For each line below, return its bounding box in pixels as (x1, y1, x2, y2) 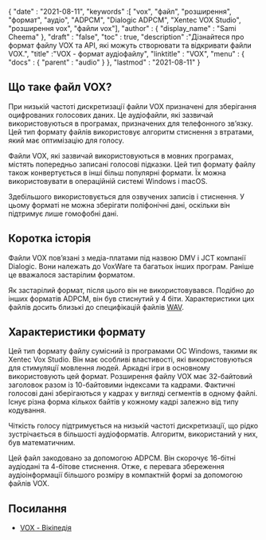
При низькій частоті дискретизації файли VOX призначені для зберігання (8, 101, 257, 111)
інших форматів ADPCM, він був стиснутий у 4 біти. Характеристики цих (8, 294, 255, 303)
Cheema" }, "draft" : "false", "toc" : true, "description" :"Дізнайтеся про (8, 32, 244, 41)
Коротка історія (8, 232, 92, 245)
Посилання (8, 502, 68, 515)
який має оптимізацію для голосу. (8, 135, 125, 145)
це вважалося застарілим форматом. (8, 270, 135, 280)
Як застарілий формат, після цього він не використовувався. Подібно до (8, 285, 255, 295)
